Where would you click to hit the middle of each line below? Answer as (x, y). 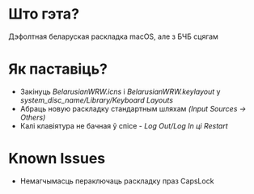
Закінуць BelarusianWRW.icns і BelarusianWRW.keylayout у (120, 91)
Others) (33, 117)
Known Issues (57, 159)
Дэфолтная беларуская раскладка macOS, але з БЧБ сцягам (113, 36)
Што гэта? (44, 14)
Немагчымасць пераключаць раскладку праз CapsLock (117, 181)
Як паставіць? (58, 69)
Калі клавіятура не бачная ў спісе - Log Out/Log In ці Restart (124, 125)
